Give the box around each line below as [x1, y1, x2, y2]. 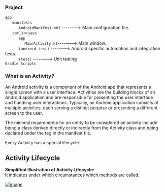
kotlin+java [12, 31, 37, 36]
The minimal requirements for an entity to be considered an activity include [5, 120, 158, 126]
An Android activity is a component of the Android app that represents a [5, 84, 151, 90]
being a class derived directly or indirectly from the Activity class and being [5, 125, 159, 130]
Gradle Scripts [5, 61, 36, 66]
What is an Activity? [5, 73, 55, 80]
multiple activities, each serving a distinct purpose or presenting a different [5, 105, 158, 111]
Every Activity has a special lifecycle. [5, 139, 80, 145]
